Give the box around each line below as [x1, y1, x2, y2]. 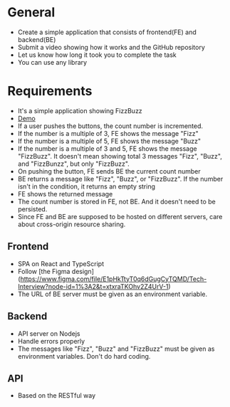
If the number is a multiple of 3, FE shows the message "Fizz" [17, 129, 199, 137]
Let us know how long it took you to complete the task [17, 51, 177, 59]
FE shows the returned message [17, 189, 113, 198]
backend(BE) [17, 35, 56, 43]
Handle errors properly [17, 337, 85, 345]
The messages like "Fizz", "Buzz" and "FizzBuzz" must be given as [17, 344, 215, 353]
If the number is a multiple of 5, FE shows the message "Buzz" [17, 137, 202, 145]
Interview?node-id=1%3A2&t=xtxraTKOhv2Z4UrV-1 [17, 282, 169, 290]
